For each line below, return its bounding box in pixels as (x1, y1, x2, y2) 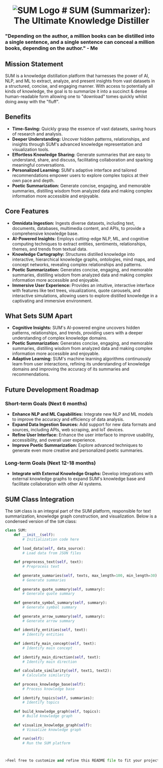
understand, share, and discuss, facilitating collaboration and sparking (12, 156, 153, 163)
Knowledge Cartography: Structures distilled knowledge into (12, 251, 135, 257)
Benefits (5, 113, 32, 121)
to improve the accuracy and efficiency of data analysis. (12, 417, 125, 422)
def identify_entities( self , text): (14, 628, 88, 633)
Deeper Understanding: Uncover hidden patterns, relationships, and (12, 136, 149, 142)
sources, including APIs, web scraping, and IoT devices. (12, 427, 124, 433)
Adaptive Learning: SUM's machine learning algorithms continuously (12, 356, 151, 362)
